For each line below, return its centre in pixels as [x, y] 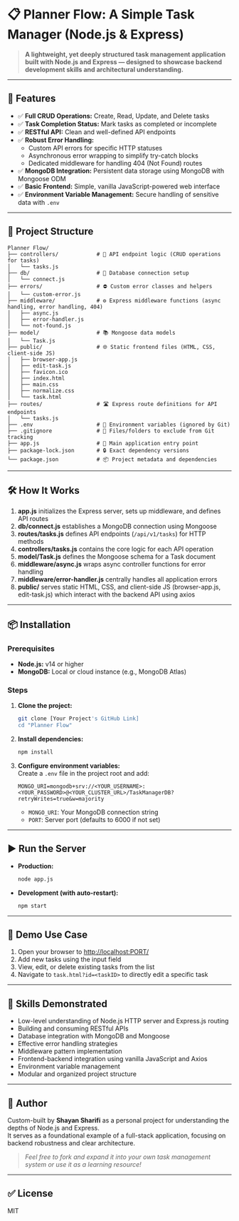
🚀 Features [32, 99]
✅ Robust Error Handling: [56, 140]
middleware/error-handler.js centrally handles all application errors [117, 579]
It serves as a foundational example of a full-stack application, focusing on [117, 1135]
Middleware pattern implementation [70, 1051]
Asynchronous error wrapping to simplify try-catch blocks [113, 156]
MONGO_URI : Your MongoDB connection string [93, 812]
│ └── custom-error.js [44, 294]
